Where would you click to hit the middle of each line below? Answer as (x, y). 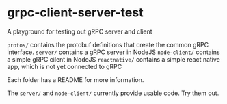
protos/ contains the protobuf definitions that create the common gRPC (108, 44)
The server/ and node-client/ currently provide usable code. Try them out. (113, 93)
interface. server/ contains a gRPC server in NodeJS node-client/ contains (113, 52)
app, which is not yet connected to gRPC (65, 66)
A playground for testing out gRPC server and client (80, 31)
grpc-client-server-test (75, 13)
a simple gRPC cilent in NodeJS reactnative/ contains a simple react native (114, 59)
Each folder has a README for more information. (76, 79)
